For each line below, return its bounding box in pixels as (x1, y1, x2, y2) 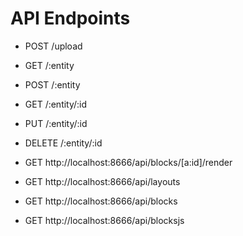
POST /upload (24, 40, 83, 52)
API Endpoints (10, 7, 131, 30)
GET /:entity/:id (24, 98, 88, 110)
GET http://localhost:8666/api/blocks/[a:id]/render (24, 156, 233, 168)
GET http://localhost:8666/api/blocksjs (24, 214, 185, 226)
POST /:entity (24, 78, 81, 91)
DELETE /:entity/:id (24, 137, 103, 149)
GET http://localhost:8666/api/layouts (24, 175, 181, 187)
